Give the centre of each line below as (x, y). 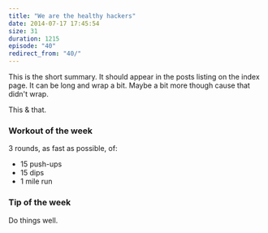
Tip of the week (40, 202)
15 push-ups (41, 164)
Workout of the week (51, 131)
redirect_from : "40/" (45, 54)
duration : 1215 (34, 39)
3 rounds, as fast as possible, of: (63, 149)
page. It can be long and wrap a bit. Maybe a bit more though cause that (129, 85)
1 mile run (36, 181)
